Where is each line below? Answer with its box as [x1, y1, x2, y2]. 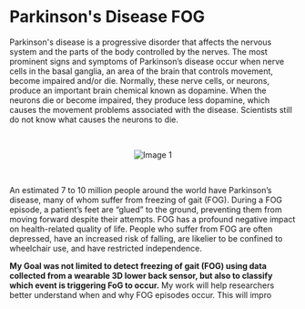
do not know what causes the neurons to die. [9, 114, 179, 125]
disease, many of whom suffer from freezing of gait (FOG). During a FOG [9, 194, 283, 205]
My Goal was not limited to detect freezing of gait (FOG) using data [9, 260, 267, 271]
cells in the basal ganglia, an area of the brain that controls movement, [9, 66, 273, 77]
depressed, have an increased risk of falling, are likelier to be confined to [9, 232, 283, 243]
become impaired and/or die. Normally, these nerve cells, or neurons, [9, 75, 270, 86]
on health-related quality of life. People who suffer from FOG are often [9, 223, 273, 234]
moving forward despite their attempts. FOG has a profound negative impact [9, 213, 296, 224]
